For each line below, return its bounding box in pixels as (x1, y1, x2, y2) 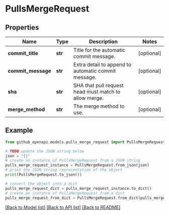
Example (5, 126, 33, 135)
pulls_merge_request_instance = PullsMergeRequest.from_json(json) (5, 163, 150, 168)
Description (89, 38, 118, 45)
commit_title (8, 50, 39, 57)
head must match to (73, 88, 121, 95)
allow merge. (73, 94, 104, 101)
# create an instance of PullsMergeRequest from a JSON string (5, 158, 141, 163)
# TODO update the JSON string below (5, 148, 84, 154)
